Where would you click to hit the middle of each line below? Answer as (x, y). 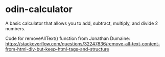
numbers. (15, 28)
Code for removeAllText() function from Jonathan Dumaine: (68, 38)
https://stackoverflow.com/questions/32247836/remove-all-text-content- (82, 43)
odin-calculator (39, 9)
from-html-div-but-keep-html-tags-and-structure (57, 49)
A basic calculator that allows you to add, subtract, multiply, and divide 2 (82, 23)
